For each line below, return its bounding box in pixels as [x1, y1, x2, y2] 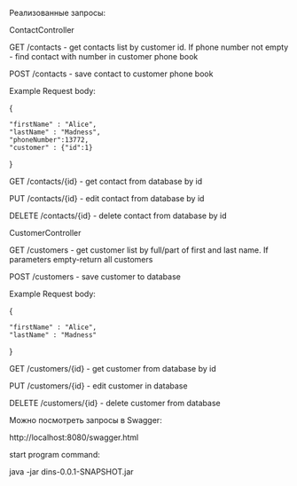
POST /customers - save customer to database [9, 271, 182, 282]
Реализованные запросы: [9, 8, 106, 18]
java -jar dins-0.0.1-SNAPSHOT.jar [9, 466, 135, 477]
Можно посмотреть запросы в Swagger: [9, 415, 162, 425]
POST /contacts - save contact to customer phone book [9, 68, 214, 79]
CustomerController [9, 228, 82, 238]
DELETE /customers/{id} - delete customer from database [9, 398, 221, 408]
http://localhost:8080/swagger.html [9, 432, 139, 443]
